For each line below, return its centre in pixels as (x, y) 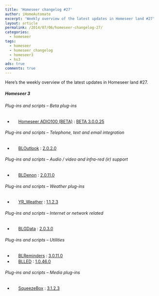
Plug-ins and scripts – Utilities (35, 240)
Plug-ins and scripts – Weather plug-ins (45, 186)
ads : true (15, 64)
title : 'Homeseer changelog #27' (39, 9)
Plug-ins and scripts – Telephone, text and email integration (65, 132)
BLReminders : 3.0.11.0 (40, 256)
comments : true (20, 69)
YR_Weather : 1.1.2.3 (38, 202)
